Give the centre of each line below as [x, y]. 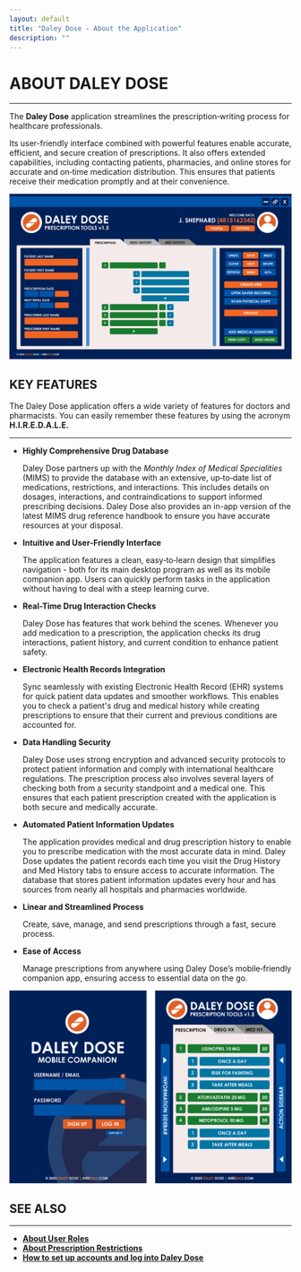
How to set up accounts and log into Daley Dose [113, 1258]
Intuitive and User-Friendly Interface [91, 542]
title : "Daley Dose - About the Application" [95, 28]
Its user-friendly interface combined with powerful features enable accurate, [150, 143]
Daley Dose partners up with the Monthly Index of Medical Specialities [152, 468]
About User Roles [56, 1239]
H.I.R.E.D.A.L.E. [39, 425]
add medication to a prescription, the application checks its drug [142, 633]
